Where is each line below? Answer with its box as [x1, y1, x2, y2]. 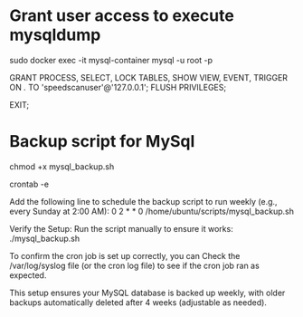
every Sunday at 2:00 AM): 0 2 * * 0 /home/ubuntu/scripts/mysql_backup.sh [9, 206, 294, 216]
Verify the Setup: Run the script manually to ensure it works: [9, 223, 233, 234]
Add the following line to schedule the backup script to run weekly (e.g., [9, 196, 278, 207]
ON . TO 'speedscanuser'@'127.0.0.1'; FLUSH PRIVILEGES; [9, 82, 227, 92]
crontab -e [9, 178, 50, 189]
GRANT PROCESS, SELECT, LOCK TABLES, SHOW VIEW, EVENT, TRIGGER [9, 72, 288, 82]
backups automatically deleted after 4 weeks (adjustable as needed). [9, 296, 267, 308]
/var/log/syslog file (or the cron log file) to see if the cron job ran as [9, 260, 260, 271]
